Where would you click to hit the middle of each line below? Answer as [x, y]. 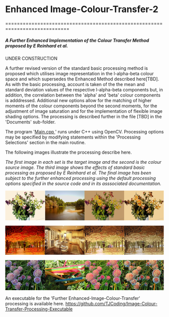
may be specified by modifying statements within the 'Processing [73, 137]
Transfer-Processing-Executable [39, 309]
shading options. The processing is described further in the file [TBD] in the [83, 116]
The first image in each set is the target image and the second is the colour [83, 162]
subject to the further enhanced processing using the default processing [80, 178]
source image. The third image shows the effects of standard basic [75, 167]
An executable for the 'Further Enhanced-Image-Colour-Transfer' [73, 298]
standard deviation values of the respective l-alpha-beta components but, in [84, 89]
